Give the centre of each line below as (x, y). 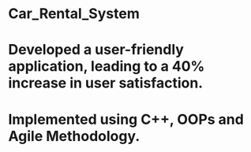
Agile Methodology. (74, 136)
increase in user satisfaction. (106, 83)
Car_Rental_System (74, 14)
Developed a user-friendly (96, 50)
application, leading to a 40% (107, 67)
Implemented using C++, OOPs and (126, 119)
